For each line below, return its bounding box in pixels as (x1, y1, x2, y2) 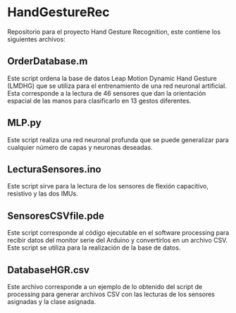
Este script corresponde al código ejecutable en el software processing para (7, 229, 230, 237)
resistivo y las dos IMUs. (7, 189, 79, 198)
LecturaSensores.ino (7, 163, 101, 175)
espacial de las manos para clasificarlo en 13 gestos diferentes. (7, 96, 192, 105)
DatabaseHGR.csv (7, 264, 90, 276)
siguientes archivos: (7, 34, 66, 43)
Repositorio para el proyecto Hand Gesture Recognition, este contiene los (7, 27, 221, 36)
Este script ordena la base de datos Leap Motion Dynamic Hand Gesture (7, 74, 217, 82)
